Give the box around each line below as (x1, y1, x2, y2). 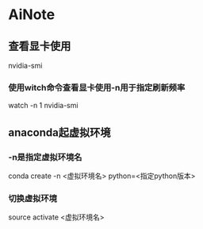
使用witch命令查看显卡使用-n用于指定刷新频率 (8, 82, 186, 93)
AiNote (8, 6, 56, 24)
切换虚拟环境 (8, 192, 58, 204)
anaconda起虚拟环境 (8, 126, 111, 139)
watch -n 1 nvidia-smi (8, 101, 79, 111)
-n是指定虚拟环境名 (8, 151, 82, 162)
